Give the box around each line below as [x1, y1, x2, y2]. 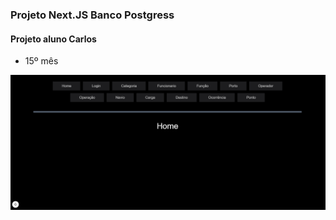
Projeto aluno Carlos [10, 33, 97, 45]
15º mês [24, 55, 59, 67]
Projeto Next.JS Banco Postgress [10, 8, 175, 22]
